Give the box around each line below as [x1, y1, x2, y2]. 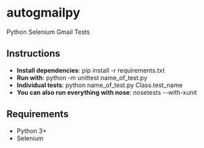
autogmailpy [6, 5, 80, 21]
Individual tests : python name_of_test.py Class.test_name [16, 81, 183, 89]
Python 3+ [16, 127, 47, 135]
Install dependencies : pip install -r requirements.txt [16, 66, 165, 74]
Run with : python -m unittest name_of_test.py [16, 73, 148, 82]
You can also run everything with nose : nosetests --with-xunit [16, 88, 197, 96]
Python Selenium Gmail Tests [6, 28, 90, 36]
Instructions [6, 48, 60, 59]
